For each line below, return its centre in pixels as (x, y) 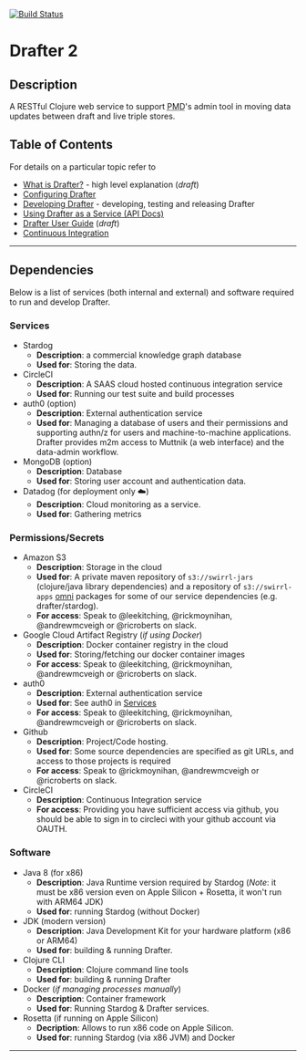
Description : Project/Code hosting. (102, 742)
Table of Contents (61, 145)
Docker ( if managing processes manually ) (102, 989)
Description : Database (79, 471)
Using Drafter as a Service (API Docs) (93, 213)
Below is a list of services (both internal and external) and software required (152, 292)
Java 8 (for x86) (53, 872)
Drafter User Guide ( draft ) (71, 223)
